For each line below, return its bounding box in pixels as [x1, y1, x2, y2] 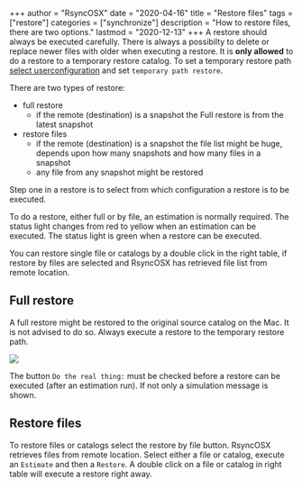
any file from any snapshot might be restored [35, 167, 204, 177]
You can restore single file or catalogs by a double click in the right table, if [9, 248, 288, 258]
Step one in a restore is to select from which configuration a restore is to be [9, 185, 290, 194]
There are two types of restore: [9, 83, 125, 93]
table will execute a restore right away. [9, 468, 153, 479]
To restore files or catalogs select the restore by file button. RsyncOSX [9, 439, 271, 450]
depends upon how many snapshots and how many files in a [35, 148, 261, 158]
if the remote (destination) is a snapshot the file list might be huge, [35, 139, 283, 149]
